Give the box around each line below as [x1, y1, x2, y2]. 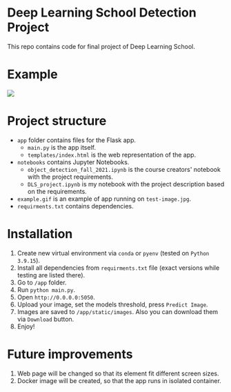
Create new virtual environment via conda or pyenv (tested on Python [17, 248, 210, 257]
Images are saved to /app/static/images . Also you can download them [17, 307, 219, 315]
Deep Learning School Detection [7, 5, 197, 21]
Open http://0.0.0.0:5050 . [17, 293, 95, 301]
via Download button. [17, 315, 74, 323]
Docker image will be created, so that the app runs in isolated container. [17, 376, 222, 384]
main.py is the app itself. [27, 143, 97, 151]
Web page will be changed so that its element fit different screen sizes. [17, 369, 219, 378]
